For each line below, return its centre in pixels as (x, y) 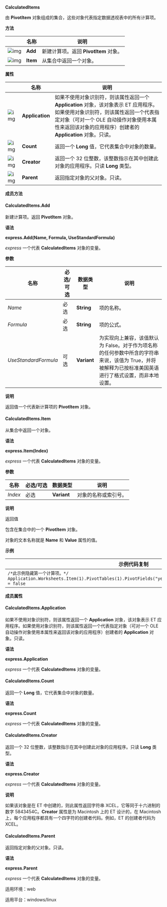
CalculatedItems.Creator (31, 735)
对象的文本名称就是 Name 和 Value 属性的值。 (53, 540)
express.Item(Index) (27, 451)
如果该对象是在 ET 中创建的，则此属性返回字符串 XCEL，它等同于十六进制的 (83, 806)
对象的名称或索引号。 (102, 495)
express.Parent (21, 868)
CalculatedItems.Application (36, 608)
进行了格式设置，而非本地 (129, 376)
